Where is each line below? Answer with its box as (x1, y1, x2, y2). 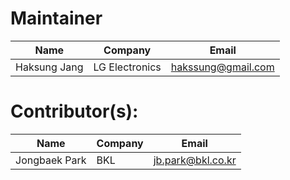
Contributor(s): (10, 100, 139, 123)
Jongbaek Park (15, 153, 87, 167)
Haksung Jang (15, 60, 84, 74)
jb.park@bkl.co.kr (153, 153, 237, 167)
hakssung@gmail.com (170, 60, 275, 74)
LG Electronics (93, 60, 162, 74)
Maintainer (10, 7, 103, 30)
